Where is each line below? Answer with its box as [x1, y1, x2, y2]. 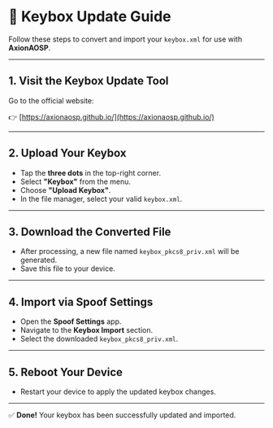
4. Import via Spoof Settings [8, 295, 154, 308]
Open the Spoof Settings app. [19, 317, 122, 326]
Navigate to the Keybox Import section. [19, 325, 154, 335]
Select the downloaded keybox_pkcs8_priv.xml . [19, 334, 179, 344]
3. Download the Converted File [8, 225, 171, 238]
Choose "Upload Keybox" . [19, 185, 111, 194]
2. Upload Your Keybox [8, 146, 127, 160]
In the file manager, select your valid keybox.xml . [19, 194, 183, 203]
